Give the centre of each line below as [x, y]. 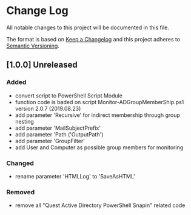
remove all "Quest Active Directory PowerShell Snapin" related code [100, 205]
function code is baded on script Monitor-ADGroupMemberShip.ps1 [99, 102]
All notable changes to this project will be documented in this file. [88, 27]
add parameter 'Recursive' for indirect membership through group [98, 115]
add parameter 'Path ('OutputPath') [59, 134]
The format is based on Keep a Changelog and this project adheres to [93, 39]
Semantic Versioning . [33, 46]
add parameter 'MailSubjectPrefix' [58, 128]
